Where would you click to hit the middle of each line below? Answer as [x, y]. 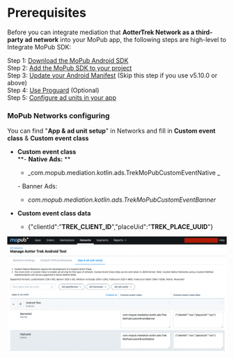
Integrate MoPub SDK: [39, 47]
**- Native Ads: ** [44, 159]
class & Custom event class [48, 138]
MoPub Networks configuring [58, 115]
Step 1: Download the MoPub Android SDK [68, 60]
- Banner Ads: [37, 186]
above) [17, 82]
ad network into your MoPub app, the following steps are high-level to [125, 39]
